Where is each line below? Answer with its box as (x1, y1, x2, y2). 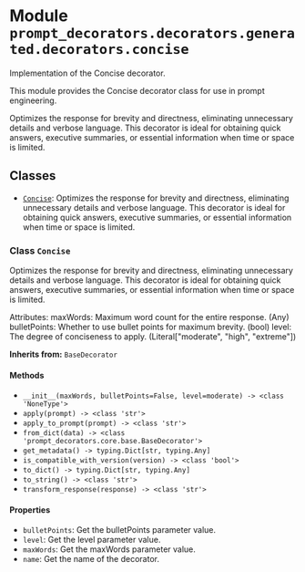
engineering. (9, 95, 57, 106)
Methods (9, 369, 45, 380)
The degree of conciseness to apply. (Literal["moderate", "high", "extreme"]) (9, 331, 297, 342)
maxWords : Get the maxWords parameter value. (22, 544, 196, 555)
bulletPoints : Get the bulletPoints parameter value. (22, 525, 217, 536)
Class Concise (9, 244, 71, 256)
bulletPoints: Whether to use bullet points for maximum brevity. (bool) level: (9, 321, 292, 333)
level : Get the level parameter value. (22, 535, 161, 546)
